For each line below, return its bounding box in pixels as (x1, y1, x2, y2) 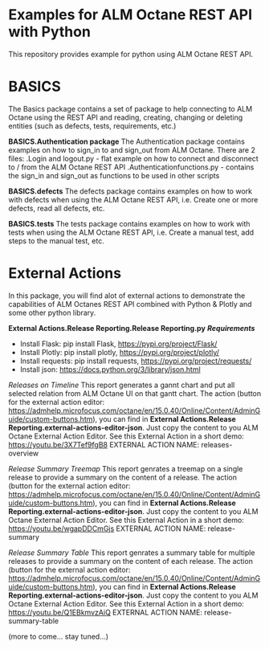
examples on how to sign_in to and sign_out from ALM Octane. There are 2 (8, 145, 255, 154)
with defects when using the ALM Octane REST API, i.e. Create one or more (8, 194, 259, 204)
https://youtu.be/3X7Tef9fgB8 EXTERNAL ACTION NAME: (8, 439, 200, 449)
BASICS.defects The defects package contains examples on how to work (8, 186, 253, 196)
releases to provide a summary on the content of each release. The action (8, 556, 253, 565)
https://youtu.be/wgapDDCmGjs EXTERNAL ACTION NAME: (8, 524, 206, 533)
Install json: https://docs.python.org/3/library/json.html (19, 364, 201, 374)
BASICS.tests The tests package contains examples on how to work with (8, 218, 251, 228)
